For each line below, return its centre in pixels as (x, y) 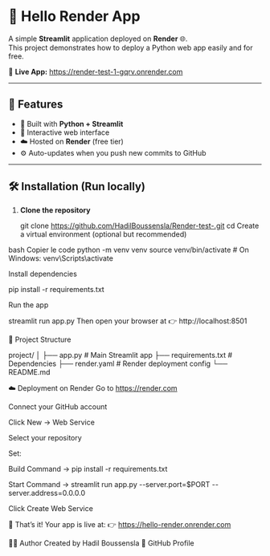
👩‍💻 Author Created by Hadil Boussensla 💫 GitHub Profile (101, 543)
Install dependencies (43, 274)
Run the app (29, 305)
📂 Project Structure (40, 339)
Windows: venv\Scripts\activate (61, 258)
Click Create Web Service (51, 508)
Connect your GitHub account (58, 406)
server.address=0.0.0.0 (47, 493)
